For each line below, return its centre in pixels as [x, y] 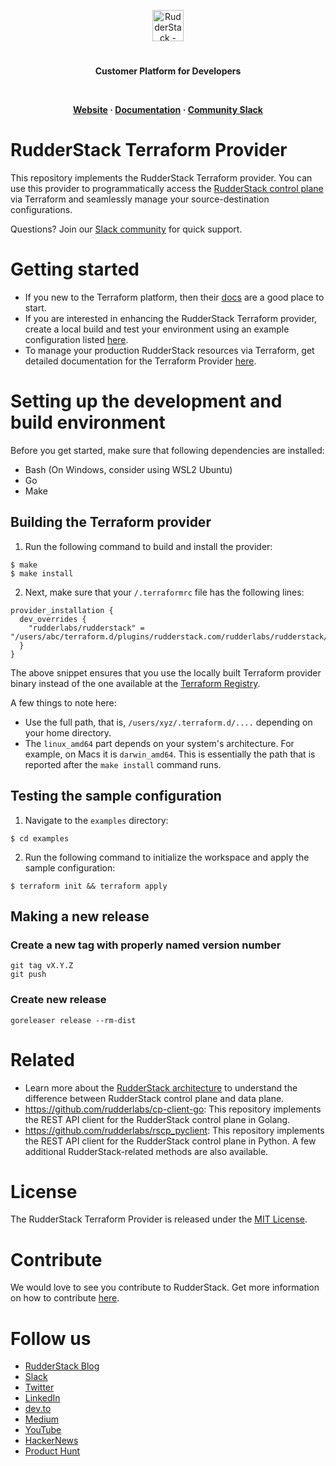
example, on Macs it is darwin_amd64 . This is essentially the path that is [170, 754]
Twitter [39, 1387]
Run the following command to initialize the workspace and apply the [167, 857]
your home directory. [68, 732]
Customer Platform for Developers [168, 71]
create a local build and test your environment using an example [157, 329]
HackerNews [51, 1441]
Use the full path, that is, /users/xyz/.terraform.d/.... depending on [168, 722]
